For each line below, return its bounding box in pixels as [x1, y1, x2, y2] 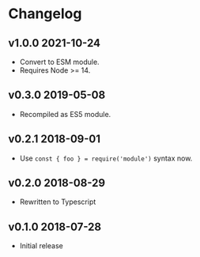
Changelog [8, 5, 82, 23]
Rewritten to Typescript [19, 197, 96, 206]
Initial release [19, 241, 63, 251]
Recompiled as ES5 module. [19, 109, 111, 119]
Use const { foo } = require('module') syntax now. [19, 153, 193, 163]
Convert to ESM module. [19, 57, 100, 66]
